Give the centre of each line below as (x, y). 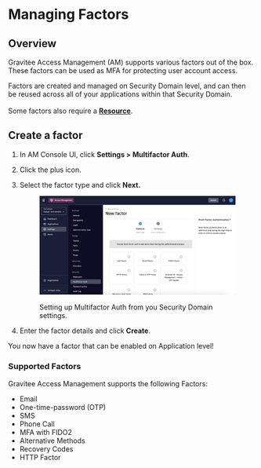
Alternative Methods (52, 441)
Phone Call (37, 424)
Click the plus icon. (51, 170)
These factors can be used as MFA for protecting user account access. (123, 71)
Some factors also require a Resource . (71, 111)
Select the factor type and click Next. (80, 185)
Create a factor (46, 135)
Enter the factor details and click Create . (85, 331)
